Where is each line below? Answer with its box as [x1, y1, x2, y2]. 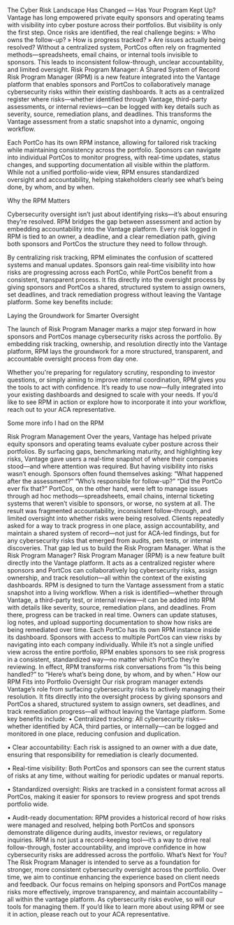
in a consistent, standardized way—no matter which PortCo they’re [7, 655, 200, 664]
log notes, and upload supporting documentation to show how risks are [7, 618, 213, 626]
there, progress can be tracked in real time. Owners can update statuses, [7, 611, 218, 619]
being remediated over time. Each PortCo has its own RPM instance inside [7, 626, 221, 633]
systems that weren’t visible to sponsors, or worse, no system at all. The [7, 499, 215, 508]
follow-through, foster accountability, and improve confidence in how [7, 843, 207, 852]
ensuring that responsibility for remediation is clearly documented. [7, 751, 199, 759]
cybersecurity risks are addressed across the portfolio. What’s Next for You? [7, 851, 227, 859]
